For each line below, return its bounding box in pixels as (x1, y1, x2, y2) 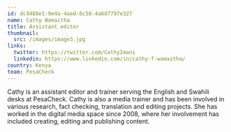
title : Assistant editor (7, 23, 80, 30)
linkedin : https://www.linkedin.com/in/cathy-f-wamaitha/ (13, 56, 186, 63)
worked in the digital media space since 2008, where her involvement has (7, 109, 220, 118)
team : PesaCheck (7, 68, 54, 75)
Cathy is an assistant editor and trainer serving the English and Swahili (7, 88, 209, 96)
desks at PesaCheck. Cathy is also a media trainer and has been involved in (7, 94, 225, 103)
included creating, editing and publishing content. (7, 117, 150, 125)
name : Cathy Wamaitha (7, 17, 70, 24)
